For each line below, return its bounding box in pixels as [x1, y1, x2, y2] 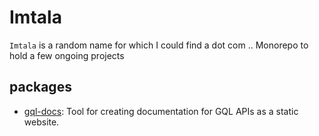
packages [9, 79, 72, 96]
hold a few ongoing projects [9, 49, 125, 61]
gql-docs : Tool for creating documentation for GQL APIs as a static [23, 105, 299, 117]
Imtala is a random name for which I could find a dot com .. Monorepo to [9, 39, 309, 51]
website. [23, 116, 60, 128]
